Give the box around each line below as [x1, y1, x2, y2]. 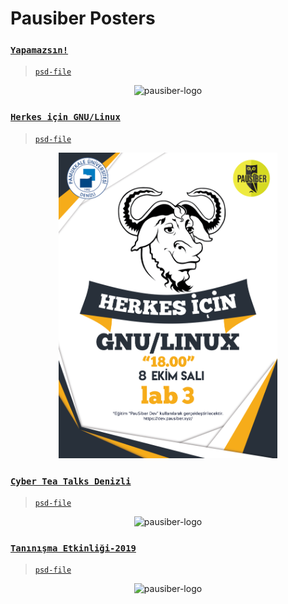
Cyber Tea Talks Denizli [10, 475, 132, 487]
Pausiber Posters [10, 7, 156, 30]
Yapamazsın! [10, 45, 69, 56]
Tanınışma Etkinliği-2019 [10, 542, 137, 554]
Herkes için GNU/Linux [10, 112, 121, 123]
